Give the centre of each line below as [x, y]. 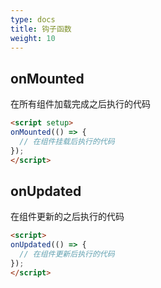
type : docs [33, 19]
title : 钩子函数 [41, 29]
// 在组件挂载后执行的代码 [67, 141]
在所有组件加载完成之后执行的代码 [80, 104]
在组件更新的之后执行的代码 [67, 217]
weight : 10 [33, 38]
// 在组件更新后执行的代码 [67, 254]
